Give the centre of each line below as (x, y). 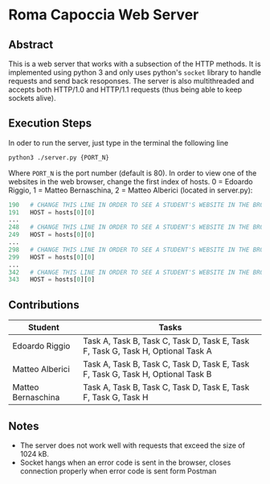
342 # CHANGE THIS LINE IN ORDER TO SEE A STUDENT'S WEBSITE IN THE (129, 272)
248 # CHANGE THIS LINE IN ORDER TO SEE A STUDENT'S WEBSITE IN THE (129, 227)
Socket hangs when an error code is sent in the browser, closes (125, 462)
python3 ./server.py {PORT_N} (59, 157)
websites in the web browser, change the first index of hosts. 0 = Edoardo (131, 181)
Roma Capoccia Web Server (104, 15)
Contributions (44, 305)
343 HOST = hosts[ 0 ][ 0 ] (51, 279)
